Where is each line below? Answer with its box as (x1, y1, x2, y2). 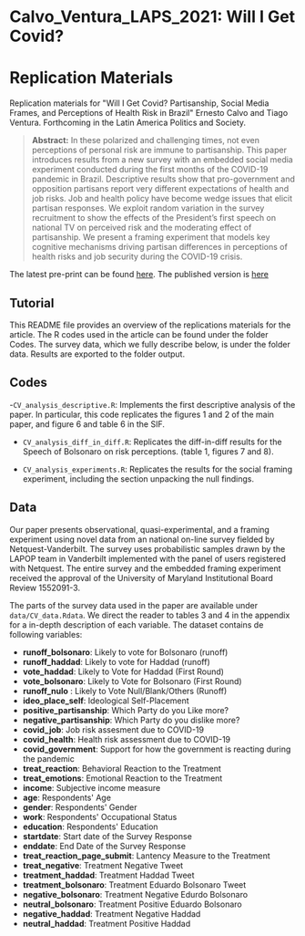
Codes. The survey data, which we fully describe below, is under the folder (9, 338, 291, 349)
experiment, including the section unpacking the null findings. (22, 473, 255, 484)
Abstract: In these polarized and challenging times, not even (31, 135, 259, 146)
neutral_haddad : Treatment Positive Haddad (22, 918, 191, 929)
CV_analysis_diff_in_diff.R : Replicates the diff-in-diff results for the (22, 436, 282, 447)
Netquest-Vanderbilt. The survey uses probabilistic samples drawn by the (9, 543, 286, 554)
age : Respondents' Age (22, 792, 112, 803)
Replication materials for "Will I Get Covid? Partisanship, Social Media (9, 98, 269, 109)
